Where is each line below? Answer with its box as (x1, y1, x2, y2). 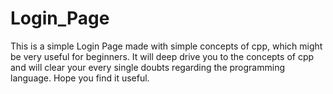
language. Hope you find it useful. (10, 72, 150, 84)
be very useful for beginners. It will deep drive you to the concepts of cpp (10, 50, 315, 62)
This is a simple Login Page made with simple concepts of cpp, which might (10, 40, 323, 52)
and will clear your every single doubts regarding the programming (10, 61, 285, 73)
